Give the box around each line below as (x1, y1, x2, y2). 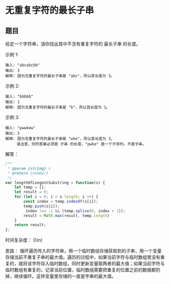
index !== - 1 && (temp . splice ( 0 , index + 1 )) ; (25, 208, 125, 214)
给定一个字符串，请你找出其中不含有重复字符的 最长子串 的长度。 (5, 41, 141, 47)
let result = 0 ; (14, 190, 49, 195)
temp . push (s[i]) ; (23, 203, 60, 208)
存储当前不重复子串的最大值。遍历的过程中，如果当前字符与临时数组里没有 (5, 254, 160, 260)
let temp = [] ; (14, 185, 47, 190)
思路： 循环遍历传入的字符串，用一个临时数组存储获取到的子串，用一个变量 (5, 248, 162, 254)
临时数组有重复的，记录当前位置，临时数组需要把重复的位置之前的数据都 (5, 267, 156, 273)
